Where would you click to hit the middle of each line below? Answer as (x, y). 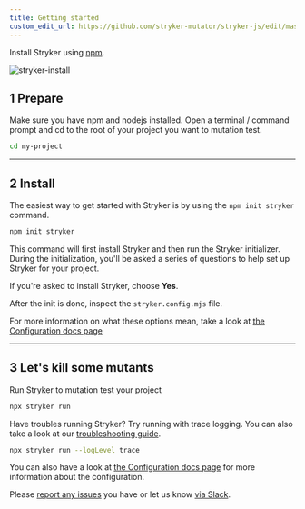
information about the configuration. (77, 477)
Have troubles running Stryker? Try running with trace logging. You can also (151, 424)
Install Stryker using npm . (57, 52)
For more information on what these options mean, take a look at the (137, 321)
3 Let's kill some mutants (82, 368)
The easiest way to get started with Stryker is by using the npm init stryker (152, 205)
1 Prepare (36, 98)
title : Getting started (54, 18)
